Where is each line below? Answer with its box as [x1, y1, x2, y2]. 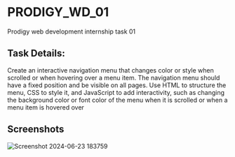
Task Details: [7, 47, 65, 59]
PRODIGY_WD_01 [7, 4, 109, 20]
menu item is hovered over [7, 103, 84, 112]
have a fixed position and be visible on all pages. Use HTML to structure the [7, 81, 227, 89]
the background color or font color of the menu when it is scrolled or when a [7, 96, 228, 104]
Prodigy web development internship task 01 [7, 27, 136, 36]
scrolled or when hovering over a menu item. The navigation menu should [7, 73, 220, 82]
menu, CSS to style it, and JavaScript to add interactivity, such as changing [7, 88, 225, 96]
